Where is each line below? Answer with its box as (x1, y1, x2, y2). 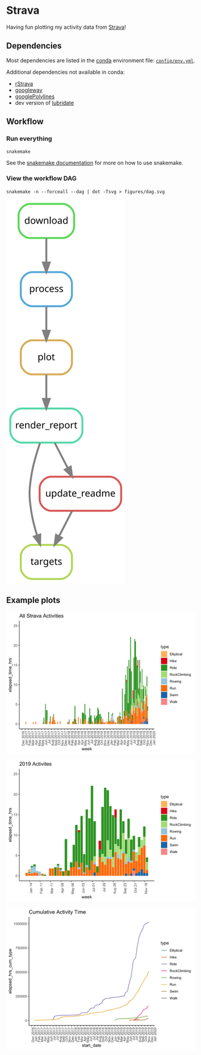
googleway (14, 86, 43, 94)
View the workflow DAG (6, 175, 77, 183)
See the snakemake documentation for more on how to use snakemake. (6, 160, 184, 167)
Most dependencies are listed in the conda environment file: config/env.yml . (6, 56, 196, 64)
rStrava (14, 80, 34, 87)
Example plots (6, 595, 61, 606)
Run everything (6, 134, 52, 143)
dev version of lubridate (14, 99, 74, 106)
